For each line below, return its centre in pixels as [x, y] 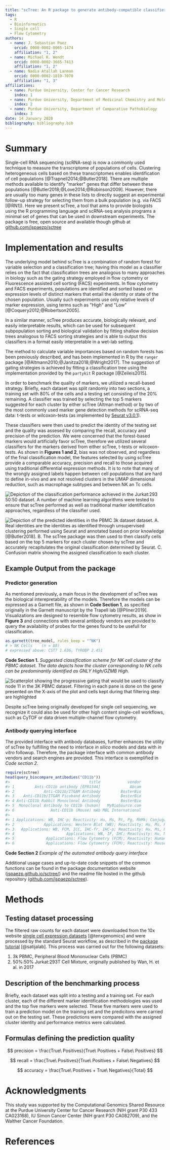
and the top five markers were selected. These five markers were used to [82, 1006]
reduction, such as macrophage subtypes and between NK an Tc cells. [79, 484]
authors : [14, 39]
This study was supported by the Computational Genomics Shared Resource [85, 1105]
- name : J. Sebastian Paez [38, 43]
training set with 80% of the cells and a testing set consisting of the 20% [81, 393]
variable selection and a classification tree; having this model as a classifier [84, 267]
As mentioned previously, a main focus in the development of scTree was [81, 594]
